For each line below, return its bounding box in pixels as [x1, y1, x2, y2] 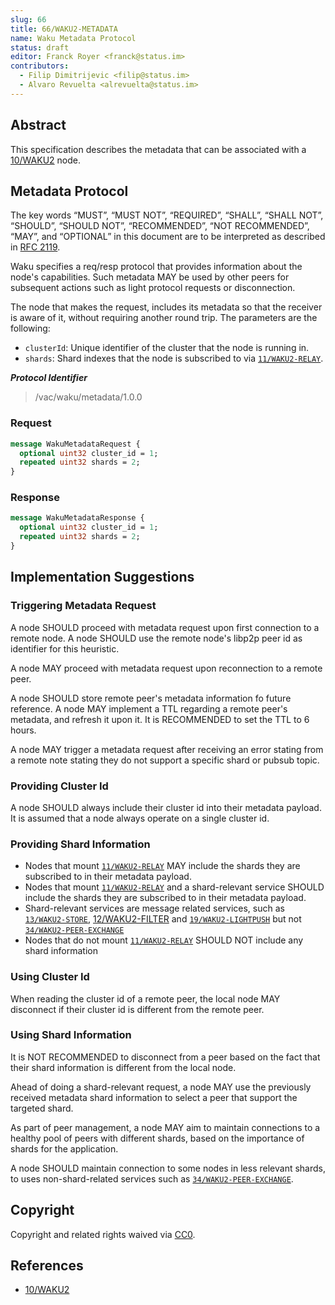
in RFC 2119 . [10, 241, 61, 253]
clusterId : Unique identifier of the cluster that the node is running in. [24, 342, 310, 354]
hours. [10, 724, 37, 736]
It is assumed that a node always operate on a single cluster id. [10, 812, 270, 824]
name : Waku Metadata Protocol [10, 33, 137, 43]
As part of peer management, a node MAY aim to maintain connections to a [10, 1121, 321, 1133]
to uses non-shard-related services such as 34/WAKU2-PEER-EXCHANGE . [10, 1172, 294, 1185]
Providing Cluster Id [10, 779, 109, 793]
